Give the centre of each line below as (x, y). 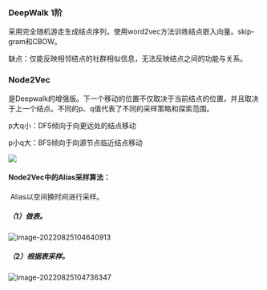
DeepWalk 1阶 (35, 12)
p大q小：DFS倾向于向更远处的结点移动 (72, 125)
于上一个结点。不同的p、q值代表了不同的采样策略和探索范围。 (111, 108)
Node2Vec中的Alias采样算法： (59, 177)
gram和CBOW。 (35, 42)
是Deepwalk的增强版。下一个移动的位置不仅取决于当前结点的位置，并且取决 (133, 99)
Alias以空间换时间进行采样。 (57, 196)
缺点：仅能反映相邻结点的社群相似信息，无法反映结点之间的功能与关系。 (127, 58)
